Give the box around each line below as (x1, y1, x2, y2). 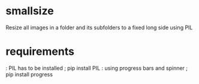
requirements (5, 45, 74, 58)
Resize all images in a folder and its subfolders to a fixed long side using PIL (5, 24, 193, 31)
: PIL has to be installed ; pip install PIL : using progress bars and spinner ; (5, 64, 188, 71)
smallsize (5, 4, 55, 18)
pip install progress (5, 70, 53, 78)
